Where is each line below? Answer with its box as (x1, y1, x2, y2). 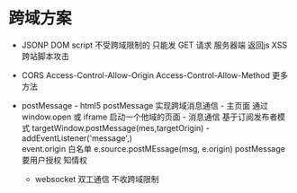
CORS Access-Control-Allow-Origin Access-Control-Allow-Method (21, 69, 271, 81)
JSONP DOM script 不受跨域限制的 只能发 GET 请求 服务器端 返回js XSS (21, 39, 288, 50)
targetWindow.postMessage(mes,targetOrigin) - (31, 122, 211, 133)
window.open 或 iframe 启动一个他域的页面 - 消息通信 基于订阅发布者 (21, 111, 278, 122)
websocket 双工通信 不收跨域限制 (34, 173, 159, 184)
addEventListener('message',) (21, 132, 132, 144)
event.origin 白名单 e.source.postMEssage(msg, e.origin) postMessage (21, 143, 285, 154)
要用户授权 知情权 (21, 154, 87, 165)
